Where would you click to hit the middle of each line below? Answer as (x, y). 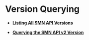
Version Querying (43, 9)
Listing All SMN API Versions (43, 23)
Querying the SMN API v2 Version (48, 32)
